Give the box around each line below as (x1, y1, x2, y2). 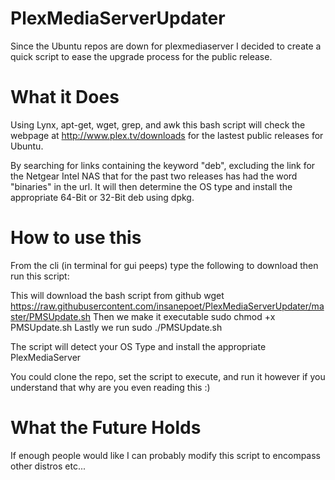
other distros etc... (10, 460, 87, 472)
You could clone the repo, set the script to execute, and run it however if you (10, 370, 326, 382)
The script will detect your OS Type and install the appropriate (10, 340, 267, 352)
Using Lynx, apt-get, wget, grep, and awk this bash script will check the (10, 118, 306, 131)
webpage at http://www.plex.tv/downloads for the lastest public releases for (10, 129, 324, 141)
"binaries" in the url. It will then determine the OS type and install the (10, 180, 293, 192)
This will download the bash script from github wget (10, 289, 225, 301)
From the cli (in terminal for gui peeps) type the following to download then (10, 259, 319, 271)
